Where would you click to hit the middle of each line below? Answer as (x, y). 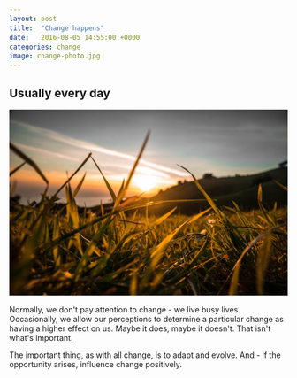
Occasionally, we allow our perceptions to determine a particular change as (147, 320)
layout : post (33, 19)
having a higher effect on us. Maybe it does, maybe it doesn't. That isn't (140, 328)
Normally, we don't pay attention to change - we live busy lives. (125, 310)
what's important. (41, 338)
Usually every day (60, 93)
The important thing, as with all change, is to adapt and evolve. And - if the (145, 355)
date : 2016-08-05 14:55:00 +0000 (75, 37)
